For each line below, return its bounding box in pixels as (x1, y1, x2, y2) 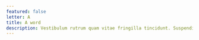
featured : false (6, 8, 46, 15)
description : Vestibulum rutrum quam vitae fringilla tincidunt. (6, 25, 171, 31)
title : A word (6, 19, 41, 25)
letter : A (6, 14, 31, 20)
